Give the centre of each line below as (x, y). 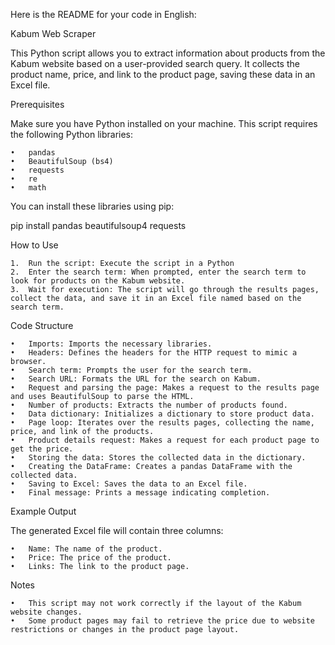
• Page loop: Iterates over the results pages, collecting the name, (162, 423)
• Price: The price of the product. (91, 558)
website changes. (46, 612)
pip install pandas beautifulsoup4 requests (98, 225)
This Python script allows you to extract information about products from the (168, 53)
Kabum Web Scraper (53, 33)
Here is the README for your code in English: (103, 14)
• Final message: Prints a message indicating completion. (140, 493)
